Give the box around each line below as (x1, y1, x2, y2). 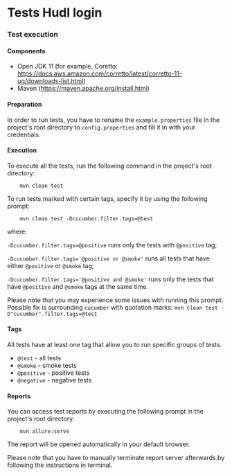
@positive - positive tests (17, 369, 90, 377)
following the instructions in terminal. (7, 461, 113, 469)
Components (7, 46, 46, 55)
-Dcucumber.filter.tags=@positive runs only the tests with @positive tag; (7, 240, 217, 249)
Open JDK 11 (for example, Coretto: (17, 62, 118, 71)
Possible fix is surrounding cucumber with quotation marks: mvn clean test (7, 303, 218, 311)
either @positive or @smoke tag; (7, 261, 94, 270)
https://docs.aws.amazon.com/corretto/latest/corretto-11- (17, 69, 182, 78)
